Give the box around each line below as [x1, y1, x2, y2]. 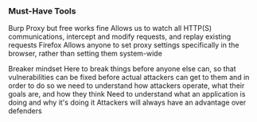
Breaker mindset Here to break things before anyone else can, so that [8, 64, 236, 74]
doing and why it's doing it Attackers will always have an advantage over [8, 97, 247, 108]
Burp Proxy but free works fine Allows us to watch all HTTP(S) [8, 24, 212, 33]
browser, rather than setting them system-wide [8, 49, 163, 59]
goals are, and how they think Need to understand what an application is [8, 90, 246, 99]
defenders [8, 106, 42, 116]
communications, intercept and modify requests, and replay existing [8, 32, 232, 41]
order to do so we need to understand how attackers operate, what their [8, 81, 245, 90]
